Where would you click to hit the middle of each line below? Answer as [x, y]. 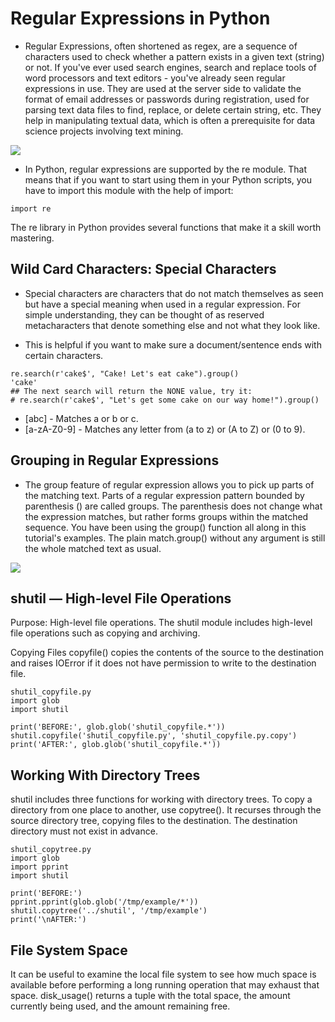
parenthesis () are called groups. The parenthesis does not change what [173, 506]
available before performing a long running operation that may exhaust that [165, 985]
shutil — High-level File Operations [121, 598]
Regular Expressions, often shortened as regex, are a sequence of [161, 46]
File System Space [69, 950]
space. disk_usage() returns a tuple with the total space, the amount [150, 995]
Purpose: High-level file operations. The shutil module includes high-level [161, 623]
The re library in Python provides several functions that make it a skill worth [166, 227]
